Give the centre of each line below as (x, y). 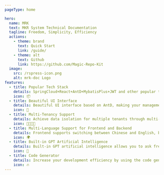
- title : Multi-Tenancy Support (42, 115)
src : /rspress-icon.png (38, 73)
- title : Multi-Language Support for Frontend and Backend (70, 128)
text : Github (31, 59)
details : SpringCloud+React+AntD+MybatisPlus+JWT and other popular (85, 91)
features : (15, 83)
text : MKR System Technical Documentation (53, 28)
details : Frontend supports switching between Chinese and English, (85, 133)
